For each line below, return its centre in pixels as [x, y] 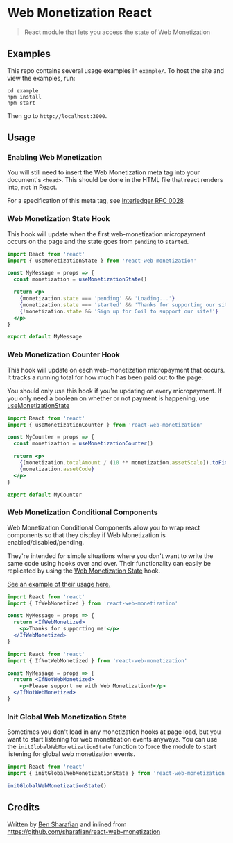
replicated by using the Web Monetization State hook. [84, 571]
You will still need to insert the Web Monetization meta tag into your [103, 172]
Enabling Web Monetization [55, 158]
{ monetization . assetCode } [57, 469]
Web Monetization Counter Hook [63, 354]
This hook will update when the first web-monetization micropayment [106, 234]
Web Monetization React [80, 13]
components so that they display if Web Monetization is [87, 535]
